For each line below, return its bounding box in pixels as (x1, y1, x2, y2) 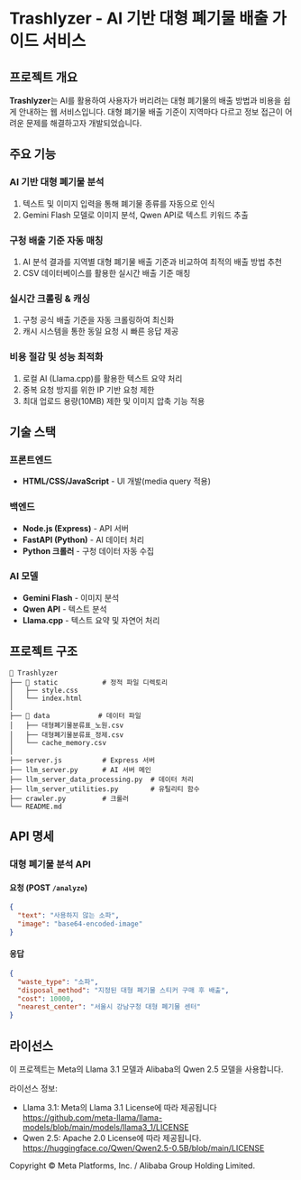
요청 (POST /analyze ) (9, 881, 88, 893)
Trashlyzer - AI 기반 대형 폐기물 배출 (9, 8, 269, 29)
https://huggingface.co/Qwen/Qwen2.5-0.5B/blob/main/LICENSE (22, 1142, 265, 1153)
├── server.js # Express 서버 (9, 755, 156, 765)
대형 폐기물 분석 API (9, 858, 92, 871)
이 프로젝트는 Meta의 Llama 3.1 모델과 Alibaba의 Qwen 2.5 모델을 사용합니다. (9, 1064, 284, 1074)
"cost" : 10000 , (17, 994, 75, 1003)
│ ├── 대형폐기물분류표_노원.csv (9, 721, 124, 730)
